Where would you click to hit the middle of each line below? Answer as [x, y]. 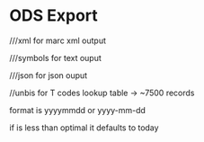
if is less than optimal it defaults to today [84, 128]
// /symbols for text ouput [55, 58]
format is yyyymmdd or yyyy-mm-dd [78, 110]
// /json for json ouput [49, 75]
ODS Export [54, 16]
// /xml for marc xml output [58, 40]
